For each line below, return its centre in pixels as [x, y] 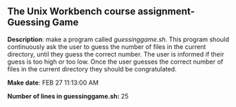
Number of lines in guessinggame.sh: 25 [68, 96]
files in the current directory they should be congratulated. [92, 69]
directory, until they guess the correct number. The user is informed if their [116, 54]
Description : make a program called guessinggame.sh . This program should [118, 39]
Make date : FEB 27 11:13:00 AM [53, 83]
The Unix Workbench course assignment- [101, 12]
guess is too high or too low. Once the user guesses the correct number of [116, 62]
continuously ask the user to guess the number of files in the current [107, 47]
